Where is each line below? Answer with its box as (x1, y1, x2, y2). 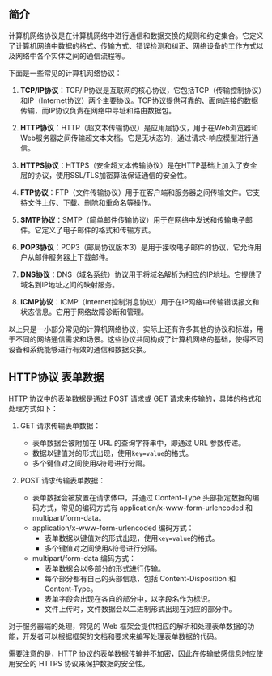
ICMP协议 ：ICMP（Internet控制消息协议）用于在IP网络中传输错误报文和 (19, 296, 260, 306)
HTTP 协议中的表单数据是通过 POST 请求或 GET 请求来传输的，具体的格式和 (8, 393, 262, 403)
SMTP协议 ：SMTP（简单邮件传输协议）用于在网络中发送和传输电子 (19, 215, 246, 224)
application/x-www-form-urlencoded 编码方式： (32, 523, 194, 533)
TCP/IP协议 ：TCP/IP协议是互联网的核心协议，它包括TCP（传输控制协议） (19, 85, 262, 95)
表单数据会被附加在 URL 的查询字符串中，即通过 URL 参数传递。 (32, 438, 246, 448)
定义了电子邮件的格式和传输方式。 (41, 225, 155, 235)
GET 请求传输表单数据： (19, 420, 101, 431)
